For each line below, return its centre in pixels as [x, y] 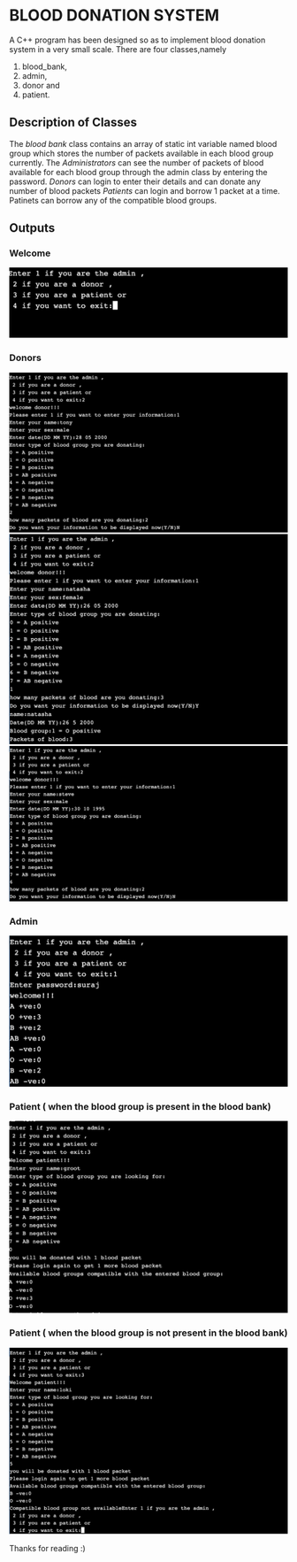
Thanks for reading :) [47, 1549]
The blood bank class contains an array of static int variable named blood [143, 143]
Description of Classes [73, 123]
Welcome [30, 253]
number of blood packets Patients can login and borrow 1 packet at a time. [145, 190]
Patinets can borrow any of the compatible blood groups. [113, 200]
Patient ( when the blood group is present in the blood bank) [140, 1107]
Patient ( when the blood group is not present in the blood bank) [148, 1333]
